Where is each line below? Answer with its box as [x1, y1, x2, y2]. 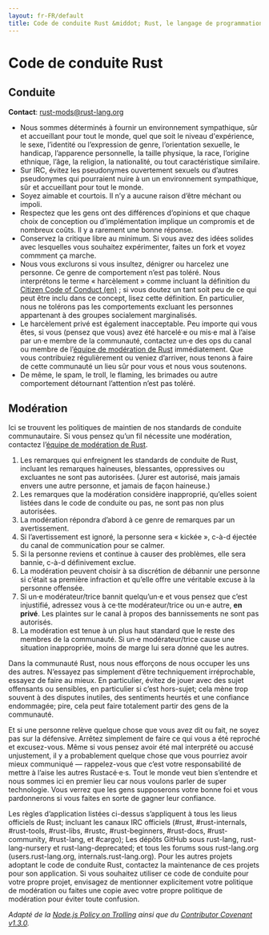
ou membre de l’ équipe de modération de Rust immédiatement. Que [19, 344, 244, 354]
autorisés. [19, 617, 54, 627]
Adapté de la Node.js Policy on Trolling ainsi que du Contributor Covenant [8, 910, 253, 920]
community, [8, 835, 47, 844]
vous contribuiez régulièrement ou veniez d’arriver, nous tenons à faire [19, 352, 254, 362]
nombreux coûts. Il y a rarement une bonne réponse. [19, 225, 194, 234]
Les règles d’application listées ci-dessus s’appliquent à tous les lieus [8, 809, 238, 819]
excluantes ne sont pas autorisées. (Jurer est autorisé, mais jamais [19, 473, 240, 482]
